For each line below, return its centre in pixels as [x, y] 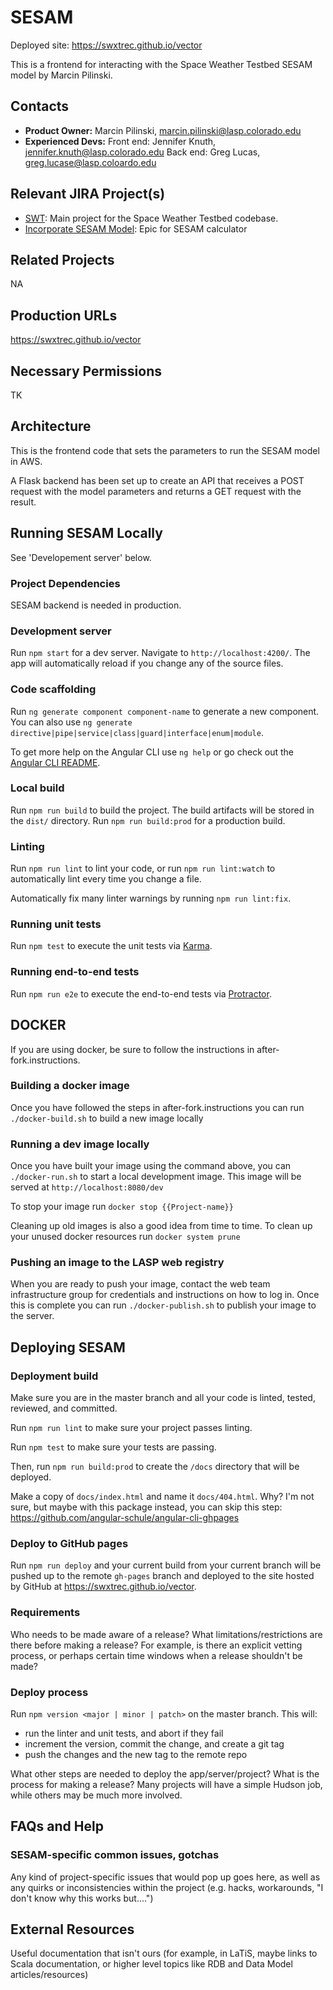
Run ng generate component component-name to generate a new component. [165, 711]
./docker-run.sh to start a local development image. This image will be [156, 1177]
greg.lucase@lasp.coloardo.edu [90, 162]
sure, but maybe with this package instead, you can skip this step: [146, 1507]
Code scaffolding [53, 689]
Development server [61, 631]
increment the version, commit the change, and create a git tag [154, 1743]
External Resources [72, 1929]
